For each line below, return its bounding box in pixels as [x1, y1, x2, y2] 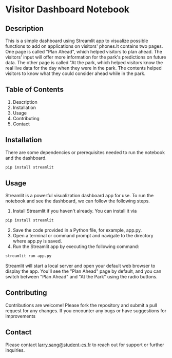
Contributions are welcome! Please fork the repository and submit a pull [5, 302, 158, 308]
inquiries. [5, 347, 25, 353]
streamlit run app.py [5, 253, 52, 259]
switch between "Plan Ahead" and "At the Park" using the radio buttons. [5, 274, 158, 280]
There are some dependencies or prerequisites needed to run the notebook [5, 149, 165, 155]
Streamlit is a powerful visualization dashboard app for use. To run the [5, 193, 154, 199]
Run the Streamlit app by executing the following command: [12, 243, 140, 250]
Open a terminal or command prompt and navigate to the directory [12, 233, 154, 239]
